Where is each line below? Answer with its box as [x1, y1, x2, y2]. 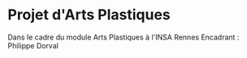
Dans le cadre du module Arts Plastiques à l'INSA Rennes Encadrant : [7, 32, 240, 42]
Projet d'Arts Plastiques [7, 6, 171, 24]
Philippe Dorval [7, 40, 58, 50]
